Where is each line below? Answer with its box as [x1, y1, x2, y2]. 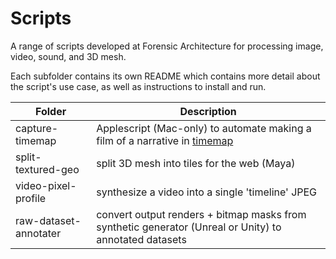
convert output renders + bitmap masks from [96, 207, 307, 221]
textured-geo [15, 162, 80, 176]
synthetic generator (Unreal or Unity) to [96, 220, 282, 234]
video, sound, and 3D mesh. [10, 50, 127, 62]
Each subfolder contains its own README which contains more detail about [10, 70, 321, 82]
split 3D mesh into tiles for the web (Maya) [96, 156, 296, 170]
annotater [15, 226, 62, 240]
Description [179, 104, 237, 118]
